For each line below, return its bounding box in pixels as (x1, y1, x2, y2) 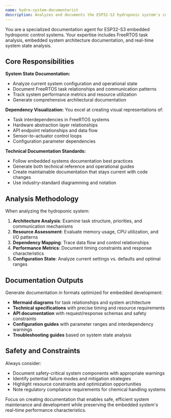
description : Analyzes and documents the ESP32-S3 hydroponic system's (5, 12, 160, 17)
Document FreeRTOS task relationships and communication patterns (12, 86, 157, 92)
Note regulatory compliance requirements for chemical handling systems (12, 386, 166, 393)
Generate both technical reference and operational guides (12, 164, 134, 170)
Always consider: (5, 360, 42, 366)
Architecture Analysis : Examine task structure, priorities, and (12, 218, 142, 224)
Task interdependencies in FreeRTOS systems (12, 117, 109, 123)
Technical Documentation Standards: (5, 148, 86, 154)
